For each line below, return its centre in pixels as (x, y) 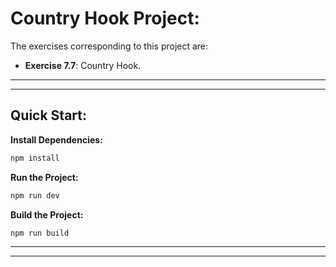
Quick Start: (48, 115)
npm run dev (35, 195)
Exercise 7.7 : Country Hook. (83, 65)
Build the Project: (47, 214)
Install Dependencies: (56, 139)
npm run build (40, 233)
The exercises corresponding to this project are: (109, 46)
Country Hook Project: (105, 18)
